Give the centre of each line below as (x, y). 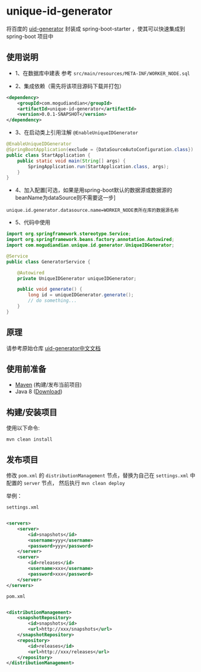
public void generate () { (50, 290)
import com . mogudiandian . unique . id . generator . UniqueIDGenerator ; (90, 245)
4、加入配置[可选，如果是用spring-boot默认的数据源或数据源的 (94, 190)
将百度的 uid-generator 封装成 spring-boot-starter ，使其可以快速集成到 (96, 29)
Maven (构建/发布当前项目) (48, 385)
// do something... (53, 301)
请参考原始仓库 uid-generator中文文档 (54, 348)
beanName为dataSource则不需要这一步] (65, 198)
